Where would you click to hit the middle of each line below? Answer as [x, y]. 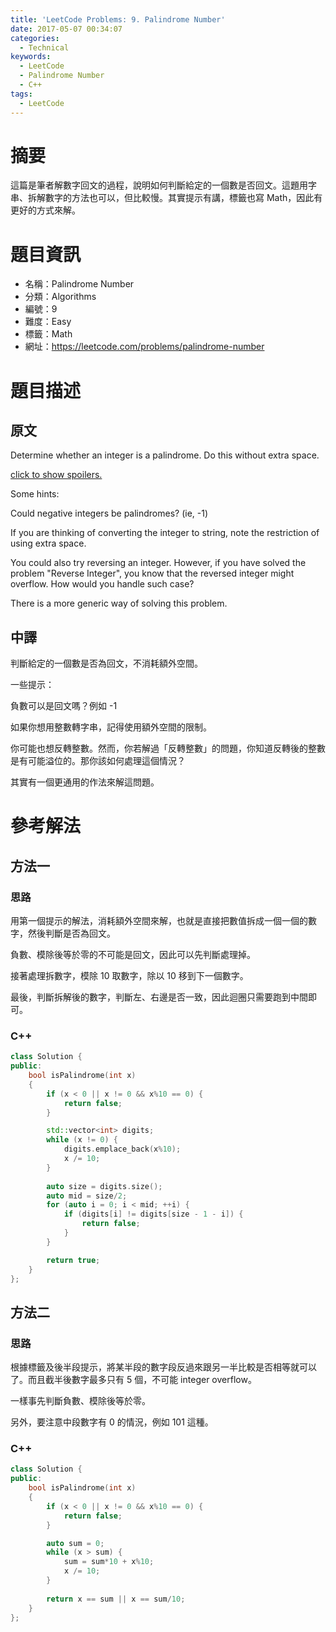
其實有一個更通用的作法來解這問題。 [85, 782]
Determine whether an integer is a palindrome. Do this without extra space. [165, 455]
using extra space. [48, 543]
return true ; [73, 1260]
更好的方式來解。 [45, 210]
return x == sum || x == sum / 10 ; [116, 1599]
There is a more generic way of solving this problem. [119, 603]
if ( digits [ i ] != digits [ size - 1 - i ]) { [153, 1214]
